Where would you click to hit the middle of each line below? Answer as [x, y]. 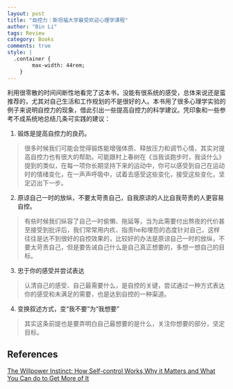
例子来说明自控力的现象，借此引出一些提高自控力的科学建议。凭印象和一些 [113, 110]
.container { [32, 59]
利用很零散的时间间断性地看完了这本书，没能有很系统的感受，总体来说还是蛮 [116, 92]
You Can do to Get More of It [48, 379]
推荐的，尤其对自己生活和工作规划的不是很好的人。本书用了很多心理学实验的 [116, 101]
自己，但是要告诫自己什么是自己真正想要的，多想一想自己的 [133, 247]
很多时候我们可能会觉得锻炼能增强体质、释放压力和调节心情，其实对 [121, 148]
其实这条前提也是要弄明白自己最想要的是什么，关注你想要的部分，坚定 [124, 323]
